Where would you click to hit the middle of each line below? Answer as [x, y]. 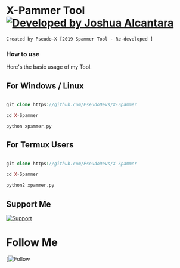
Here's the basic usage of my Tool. [49, 67]
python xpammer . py [29, 126]
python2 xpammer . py [30, 186]
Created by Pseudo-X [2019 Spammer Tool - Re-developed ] [80, 39]
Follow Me [32, 243]
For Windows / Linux [45, 86]
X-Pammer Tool [46, 10]
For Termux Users [40, 145]
